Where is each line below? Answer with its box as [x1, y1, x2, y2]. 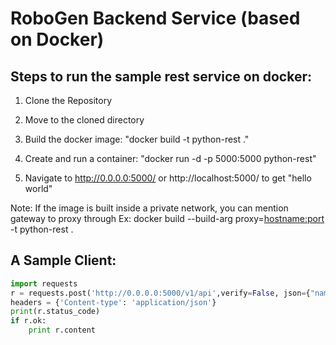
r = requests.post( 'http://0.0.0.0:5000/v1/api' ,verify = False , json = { [10, 288, 311, 298]
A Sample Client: [10, 252, 117, 269]
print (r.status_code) [10, 307, 101, 317]
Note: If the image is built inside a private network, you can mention [10, 202, 289, 214]
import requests [10, 278, 78, 289]
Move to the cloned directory [24, 114, 145, 126]
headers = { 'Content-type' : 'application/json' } [10, 297, 217, 307]
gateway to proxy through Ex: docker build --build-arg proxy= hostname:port [10, 213, 325, 224]
